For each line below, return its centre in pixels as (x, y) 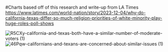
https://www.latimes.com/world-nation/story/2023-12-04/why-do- (76, 13)
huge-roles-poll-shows (30, 23)
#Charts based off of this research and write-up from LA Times (72, 7)
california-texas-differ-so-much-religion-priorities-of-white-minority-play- (84, 18)
